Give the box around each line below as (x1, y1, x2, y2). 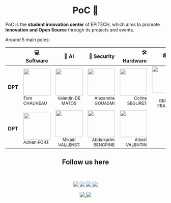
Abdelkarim (92, 137, 115, 143)
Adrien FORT (23, 139, 49, 145)
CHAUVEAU (23, 100, 47, 106)
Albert (134, 137, 147, 143)
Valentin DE (58, 95, 80, 101)
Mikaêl (62, 137, 76, 143)
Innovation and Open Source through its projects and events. (5, 26, 135, 32)
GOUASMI (94, 100, 115, 106)
